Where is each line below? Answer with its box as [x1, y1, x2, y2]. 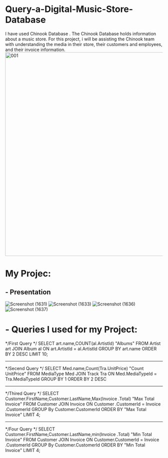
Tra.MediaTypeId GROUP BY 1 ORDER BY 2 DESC [5, 376, 106, 382]
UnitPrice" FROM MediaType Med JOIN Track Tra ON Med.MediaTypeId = [5, 370, 157, 376]
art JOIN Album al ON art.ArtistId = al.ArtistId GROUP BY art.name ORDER [5, 345, 157, 351]
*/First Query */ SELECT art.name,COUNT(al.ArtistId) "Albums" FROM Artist [5, 340, 161, 346]
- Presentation [5, 287, 51, 296]
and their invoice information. [5, 46, 66, 52]
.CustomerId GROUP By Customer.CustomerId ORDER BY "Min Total [5, 441, 145, 448]
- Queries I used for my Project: [5, 324, 137, 335]
